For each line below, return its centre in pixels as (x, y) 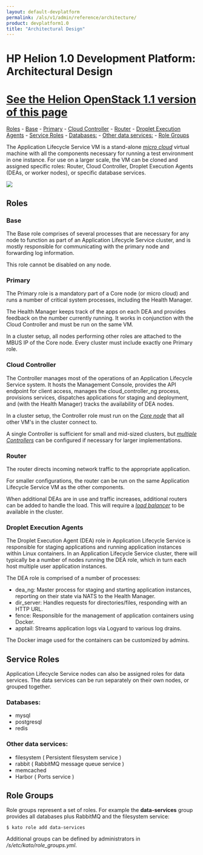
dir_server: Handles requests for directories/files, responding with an (101, 602)
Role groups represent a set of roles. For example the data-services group (100, 810)
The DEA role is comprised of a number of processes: (73, 578)
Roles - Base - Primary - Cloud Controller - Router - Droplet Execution (93, 129)
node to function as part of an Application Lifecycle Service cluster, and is (98, 240)
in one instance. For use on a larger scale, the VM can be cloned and (92, 160)
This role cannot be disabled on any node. (59, 265)
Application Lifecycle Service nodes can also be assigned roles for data (95, 674)
